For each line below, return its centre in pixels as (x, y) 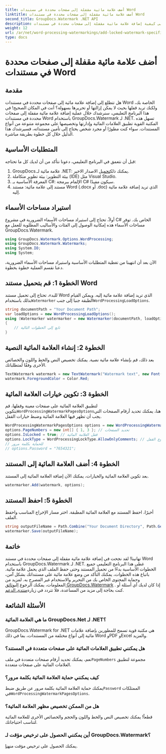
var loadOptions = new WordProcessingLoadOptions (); (61, 314)
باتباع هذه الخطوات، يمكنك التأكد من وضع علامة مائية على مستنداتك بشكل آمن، (77, 574)
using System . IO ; (23, 248)
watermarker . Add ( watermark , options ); (45, 485)
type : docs (16, 38)
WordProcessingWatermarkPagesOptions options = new (59, 425)
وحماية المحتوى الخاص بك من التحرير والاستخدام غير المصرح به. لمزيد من (73, 579)
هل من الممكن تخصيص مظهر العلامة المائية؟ (52, 706)
